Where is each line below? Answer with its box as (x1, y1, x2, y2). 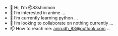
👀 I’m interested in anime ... (9, 10, 65, 16)
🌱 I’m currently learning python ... (9, 15, 78, 20)
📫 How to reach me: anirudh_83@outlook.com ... (9, 26, 111, 31)
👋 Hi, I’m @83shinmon (9, 5, 56, 10)
